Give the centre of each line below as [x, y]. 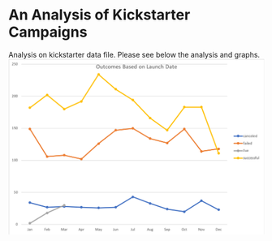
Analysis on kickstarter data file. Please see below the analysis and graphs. [134, 54]
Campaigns [48, 32]
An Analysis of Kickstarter [99, 15]
